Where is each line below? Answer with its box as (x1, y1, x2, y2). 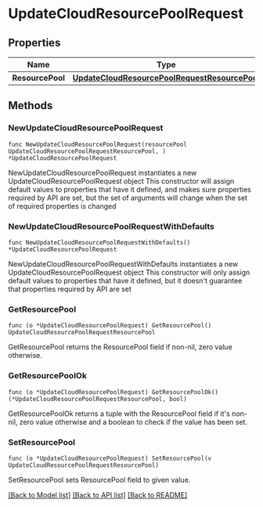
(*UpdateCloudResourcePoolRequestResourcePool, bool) (8, 395, 188, 403)
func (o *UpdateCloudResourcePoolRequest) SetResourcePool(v (8, 454, 212, 462)
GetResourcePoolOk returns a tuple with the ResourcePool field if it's (8, 409, 231, 418)
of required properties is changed (8, 201, 117, 210)
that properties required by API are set (8, 284, 131, 294)
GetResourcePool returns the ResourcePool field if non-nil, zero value (8, 342, 232, 352)
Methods (8, 99, 53, 112)
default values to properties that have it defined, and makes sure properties (8, 184, 252, 194)
